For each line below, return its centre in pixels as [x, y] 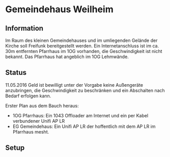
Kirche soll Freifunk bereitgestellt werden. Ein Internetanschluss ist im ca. [82, 46]
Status [16, 73]
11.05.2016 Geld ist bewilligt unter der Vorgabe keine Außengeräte [74, 85]
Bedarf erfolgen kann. [28, 96]
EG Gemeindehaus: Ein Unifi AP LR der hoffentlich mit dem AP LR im [84, 126]
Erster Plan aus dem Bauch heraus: [42, 106]
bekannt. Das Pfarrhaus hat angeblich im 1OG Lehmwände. [67, 57]
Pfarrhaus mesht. [31, 132]
